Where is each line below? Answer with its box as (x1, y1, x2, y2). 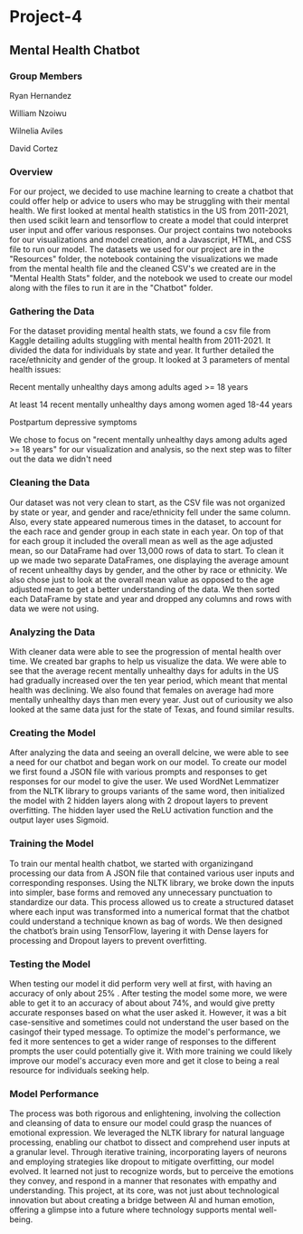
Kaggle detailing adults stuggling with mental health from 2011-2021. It (9, 335, 271, 346)
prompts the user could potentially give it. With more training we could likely (9, 1045, 292, 1056)
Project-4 (9, 6, 83, 27)
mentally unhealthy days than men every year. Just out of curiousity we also (9, 695, 294, 705)
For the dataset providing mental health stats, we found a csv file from (9, 326, 271, 336)
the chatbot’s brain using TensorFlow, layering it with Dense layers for (9, 925, 269, 936)
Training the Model (9, 837, 94, 850)
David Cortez (9, 142, 59, 153)
